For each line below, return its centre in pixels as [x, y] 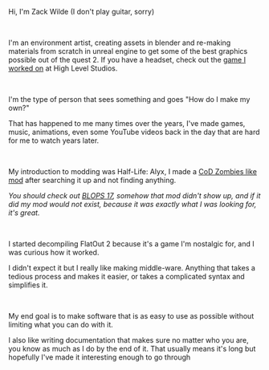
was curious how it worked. [54, 252]
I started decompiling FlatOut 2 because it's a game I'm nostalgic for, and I [131, 244]
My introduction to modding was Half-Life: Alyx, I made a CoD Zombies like [132, 171]
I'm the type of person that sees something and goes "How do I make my [129, 99]
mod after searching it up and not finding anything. [92, 180]
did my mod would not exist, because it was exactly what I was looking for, [132, 204]
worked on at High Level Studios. [63, 68]
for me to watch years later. [54, 140]
